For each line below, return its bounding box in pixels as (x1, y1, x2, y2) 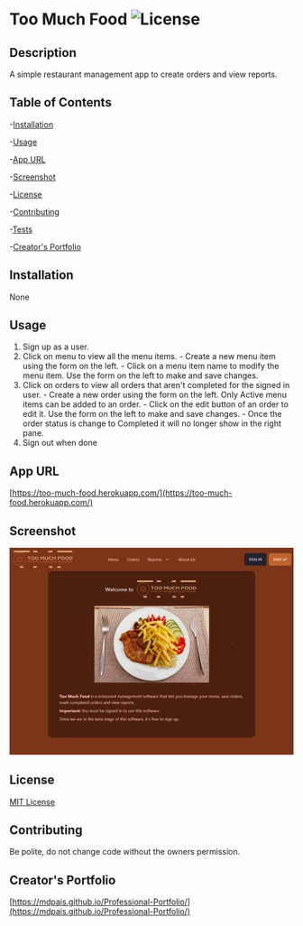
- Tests (9, 224, 33, 235)
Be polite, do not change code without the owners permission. (9, 847, 241, 857)
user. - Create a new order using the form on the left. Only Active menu (22, 389, 287, 401)
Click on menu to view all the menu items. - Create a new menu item (22, 351, 277, 362)
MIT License (9, 796, 56, 807)
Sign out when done (22, 438, 97, 449)
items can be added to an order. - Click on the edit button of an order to (22, 399, 289, 410)
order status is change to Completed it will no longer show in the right (22, 418, 282, 429)
